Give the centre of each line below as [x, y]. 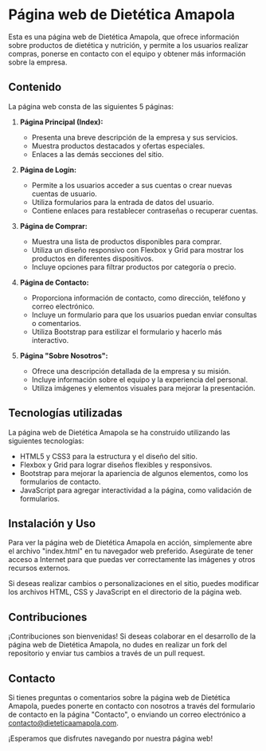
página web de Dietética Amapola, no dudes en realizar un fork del [117, 645]
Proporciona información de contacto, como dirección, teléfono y [139, 297]
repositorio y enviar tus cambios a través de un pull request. [107, 653]
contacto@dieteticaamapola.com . [64, 723]
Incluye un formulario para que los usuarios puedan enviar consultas [144, 315]
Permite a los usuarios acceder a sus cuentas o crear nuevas [132, 185]
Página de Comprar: [53, 226]
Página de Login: [48, 170]
